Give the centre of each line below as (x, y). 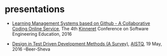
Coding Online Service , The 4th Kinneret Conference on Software (80, 28)
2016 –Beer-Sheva (31, 49)
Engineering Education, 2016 (42, 34)
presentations (35, 9)
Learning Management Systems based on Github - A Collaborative (81, 23)
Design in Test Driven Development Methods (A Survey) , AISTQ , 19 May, (87, 43)
